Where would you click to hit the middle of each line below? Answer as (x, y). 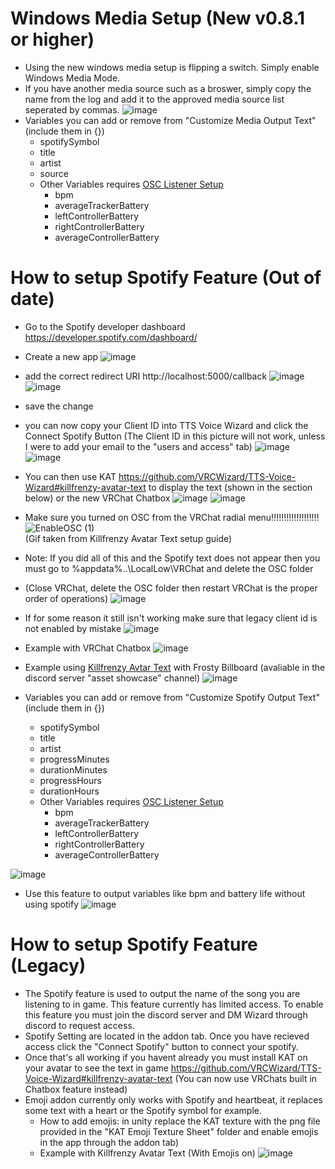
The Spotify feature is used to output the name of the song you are (162, 993)
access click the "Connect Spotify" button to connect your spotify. (161, 1046)
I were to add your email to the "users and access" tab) (138, 446)
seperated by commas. (72, 109)
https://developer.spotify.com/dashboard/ (111, 337)
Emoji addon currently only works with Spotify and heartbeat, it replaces (173, 1099)
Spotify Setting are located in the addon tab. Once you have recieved (167, 1036)
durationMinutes (73, 769)
